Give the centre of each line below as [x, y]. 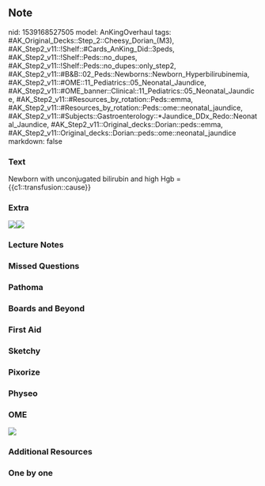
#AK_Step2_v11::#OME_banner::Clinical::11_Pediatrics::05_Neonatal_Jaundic [131, 91]
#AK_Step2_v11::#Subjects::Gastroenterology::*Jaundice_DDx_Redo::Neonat [133, 116]
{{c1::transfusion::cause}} [50, 187]
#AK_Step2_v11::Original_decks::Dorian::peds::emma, [137, 124]
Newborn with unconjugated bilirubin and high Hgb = [95, 179]
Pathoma [26, 288]
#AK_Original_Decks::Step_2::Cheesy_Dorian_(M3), [91, 40]
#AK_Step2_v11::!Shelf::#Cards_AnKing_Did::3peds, [92, 49]
